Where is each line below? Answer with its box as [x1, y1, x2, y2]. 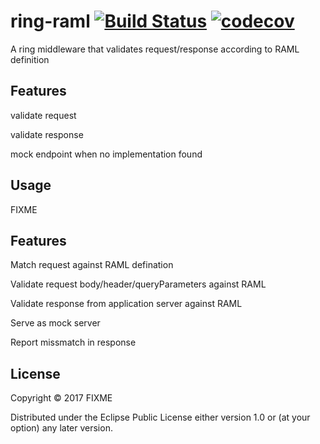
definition [10, 53, 50, 65]
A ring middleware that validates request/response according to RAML [10, 43, 300, 55]
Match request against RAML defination [10, 259, 174, 271]
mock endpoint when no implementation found [10, 148, 203, 160]
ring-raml [10, 10, 91, 33]
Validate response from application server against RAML [10, 298, 243, 310]
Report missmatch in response [10, 336, 137, 349]
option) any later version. [10, 422, 113, 434]
